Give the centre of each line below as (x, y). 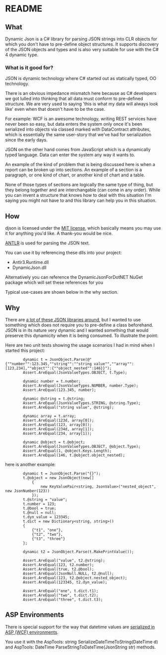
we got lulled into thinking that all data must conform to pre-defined (74, 99)
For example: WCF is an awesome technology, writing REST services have (81, 119)
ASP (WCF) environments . (32, 632)
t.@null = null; (40, 512)
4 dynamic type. (22, 55)
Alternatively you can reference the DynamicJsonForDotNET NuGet (74, 277)
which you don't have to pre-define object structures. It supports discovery (82, 44)
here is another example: (30, 464)
